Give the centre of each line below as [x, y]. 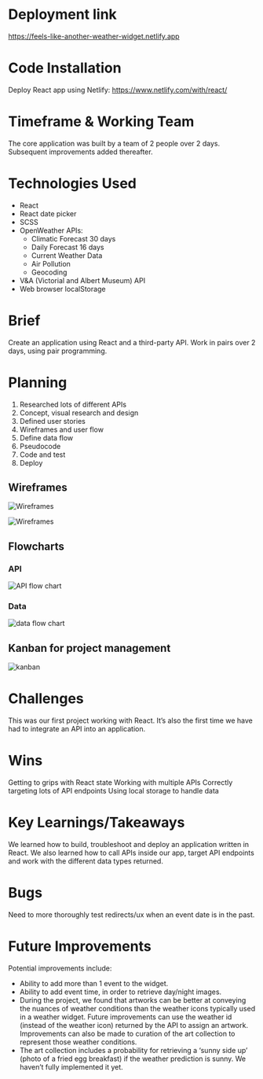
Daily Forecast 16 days [68, 247]
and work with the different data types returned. [86, 861]
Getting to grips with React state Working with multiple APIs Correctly [121, 783]
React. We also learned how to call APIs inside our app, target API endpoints [131, 853]
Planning [38, 382]
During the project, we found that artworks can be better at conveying [133, 1000]
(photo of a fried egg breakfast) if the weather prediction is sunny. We [133, 1059]
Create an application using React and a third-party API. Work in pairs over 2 [132, 342]
